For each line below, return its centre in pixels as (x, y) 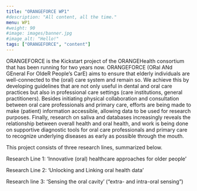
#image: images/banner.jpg (39, 33)
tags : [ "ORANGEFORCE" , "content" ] (49, 45)
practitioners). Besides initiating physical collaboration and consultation (93, 98)
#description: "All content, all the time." (61, 17)
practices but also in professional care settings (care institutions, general (94, 92)
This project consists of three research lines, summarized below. (84, 147)
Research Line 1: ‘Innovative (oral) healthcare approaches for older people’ (96, 159)
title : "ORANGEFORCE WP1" (38, 11)
